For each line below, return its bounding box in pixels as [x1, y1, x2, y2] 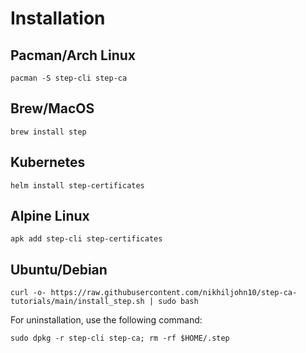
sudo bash [158, 297, 199, 307]
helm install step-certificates [10, 180, 145, 191]
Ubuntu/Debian [10, 261, 108, 278]
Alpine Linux [10, 208, 90, 225]
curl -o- [10, 288, 47, 298]
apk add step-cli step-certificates [10, 234, 163, 244]
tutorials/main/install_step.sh [10, 297, 145, 307]
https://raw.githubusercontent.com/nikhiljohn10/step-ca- [50, 288, 298, 298]
